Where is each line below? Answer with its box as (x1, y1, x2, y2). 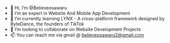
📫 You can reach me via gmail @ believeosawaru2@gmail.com (10, 32, 144, 38)
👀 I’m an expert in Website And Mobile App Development (10, 10, 130, 16)
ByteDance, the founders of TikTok (10, 21, 84, 27)
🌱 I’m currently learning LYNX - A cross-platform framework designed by (10, 16, 165, 21)
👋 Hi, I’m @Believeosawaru (10, 5, 67, 11)
